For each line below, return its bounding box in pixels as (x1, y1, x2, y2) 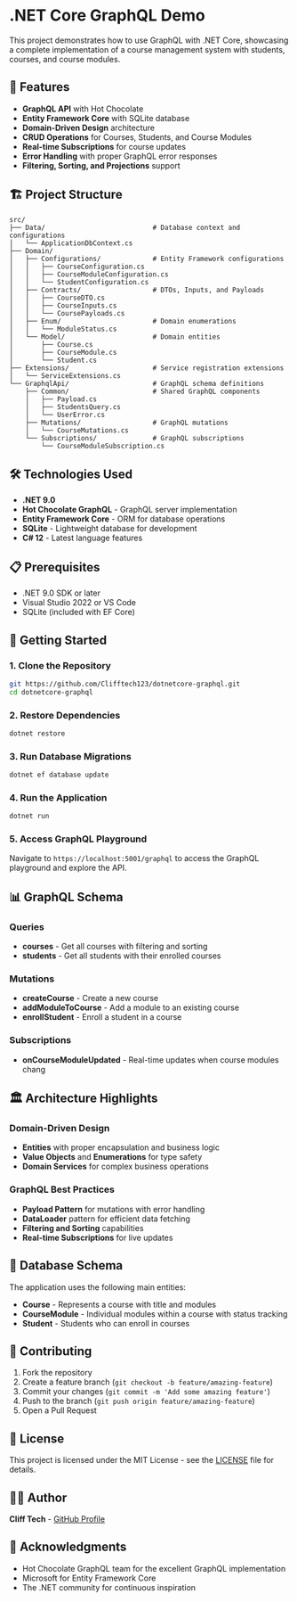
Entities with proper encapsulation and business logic (21, 1142, 221, 1153)
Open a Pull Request (21, 1405, 98, 1416)
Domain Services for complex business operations (21, 1161, 209, 1172)
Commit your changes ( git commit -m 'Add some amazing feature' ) (21, 1386, 271, 1397)
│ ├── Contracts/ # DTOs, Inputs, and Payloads (9, 285, 265, 294)
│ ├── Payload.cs (25, 394, 98, 404)
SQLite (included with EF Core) (21, 607, 136, 618)
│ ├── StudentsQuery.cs (25, 402, 122, 411)
